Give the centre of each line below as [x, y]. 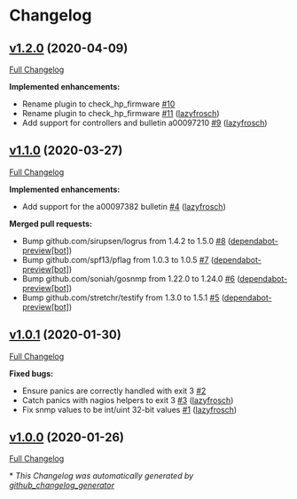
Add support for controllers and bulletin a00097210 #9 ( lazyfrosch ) [145, 123]
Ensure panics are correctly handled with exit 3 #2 [114, 391]
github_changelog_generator [62, 486]
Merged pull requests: [51, 224]
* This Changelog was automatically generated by [102, 476]
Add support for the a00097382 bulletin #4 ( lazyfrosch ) [124, 206]
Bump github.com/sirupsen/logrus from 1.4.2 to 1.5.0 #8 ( [126, 241]
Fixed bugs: [31, 373]
